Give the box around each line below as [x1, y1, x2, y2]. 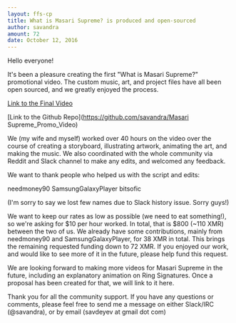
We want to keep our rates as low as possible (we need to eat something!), [7, 212, 227, 221]
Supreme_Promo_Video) [7, 120, 78, 129]
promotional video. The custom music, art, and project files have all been [7, 78, 222, 86]
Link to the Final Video [7, 99, 73, 107]
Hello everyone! [7, 56, 54, 65]
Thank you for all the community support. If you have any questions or [7, 292, 214, 301]
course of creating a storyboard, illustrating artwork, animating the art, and [7, 142, 227, 150]
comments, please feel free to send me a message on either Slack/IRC [7, 300, 215, 309]
